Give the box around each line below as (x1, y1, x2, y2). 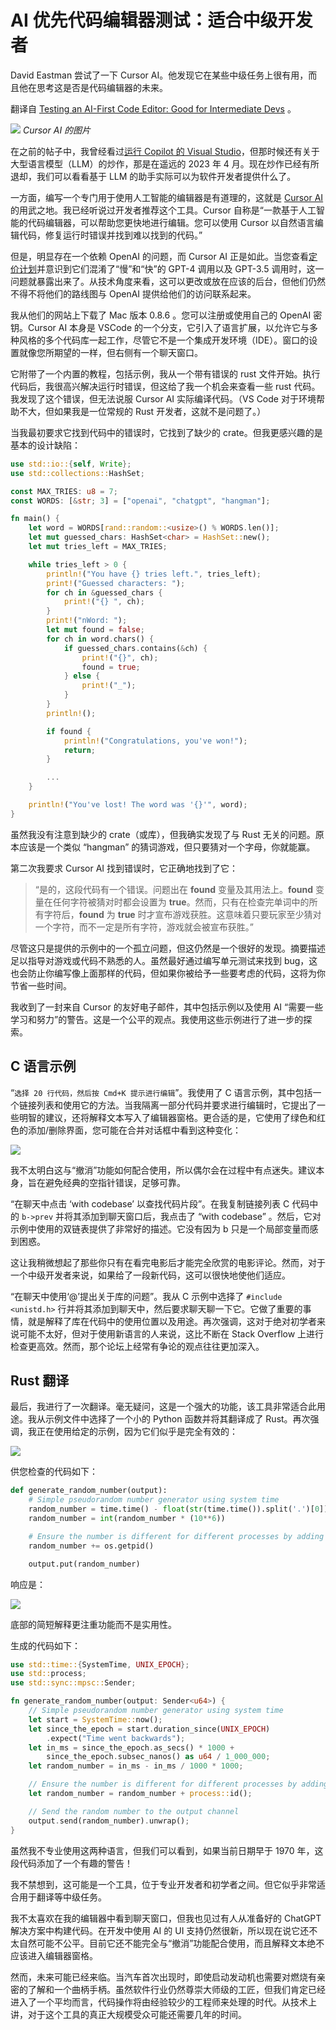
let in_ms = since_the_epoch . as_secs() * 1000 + (28, 1742, 235, 1753)
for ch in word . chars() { (46, 634, 155, 644)
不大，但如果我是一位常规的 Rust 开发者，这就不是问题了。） (18, 405, 267, 417)
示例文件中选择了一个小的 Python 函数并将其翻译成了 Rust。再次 (44, 1413, 311, 1425)
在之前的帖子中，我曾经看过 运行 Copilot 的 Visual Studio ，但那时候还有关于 (10, 145, 320, 157)
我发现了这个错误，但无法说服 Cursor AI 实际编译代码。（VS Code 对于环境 (10, 392, 317, 405)
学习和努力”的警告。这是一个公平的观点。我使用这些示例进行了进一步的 (10, 1013, 304, 1025)
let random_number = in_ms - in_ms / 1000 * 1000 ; (28, 1761, 244, 1771)
